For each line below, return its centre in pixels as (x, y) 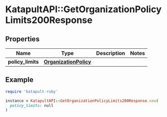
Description (111, 53)
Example (19, 80)
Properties (22, 39)
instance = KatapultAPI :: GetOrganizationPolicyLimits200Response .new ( (82, 101)
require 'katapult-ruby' (32, 92)
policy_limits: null (32, 105)
